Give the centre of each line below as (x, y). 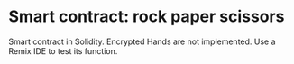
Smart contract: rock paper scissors (147, 17)
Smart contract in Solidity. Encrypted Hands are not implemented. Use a (142, 41)
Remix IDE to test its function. (63, 50)
